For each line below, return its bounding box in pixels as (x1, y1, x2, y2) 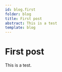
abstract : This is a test (5, 20, 57, 26)
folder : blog (5, 12, 31, 17)
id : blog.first (5, 7, 36, 12)
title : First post (5, 16, 42, 21)
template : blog (5, 25, 36, 30)
